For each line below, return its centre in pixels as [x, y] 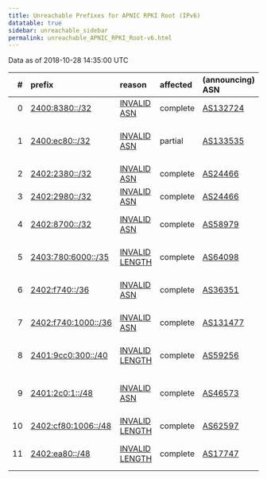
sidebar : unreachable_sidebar [58, 30]
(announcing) [229, 80]
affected [176, 85]
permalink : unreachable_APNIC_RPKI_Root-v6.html [90, 38]
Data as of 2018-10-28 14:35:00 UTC [68, 60]
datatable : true [35, 23]
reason [133, 85]
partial [172, 141]
